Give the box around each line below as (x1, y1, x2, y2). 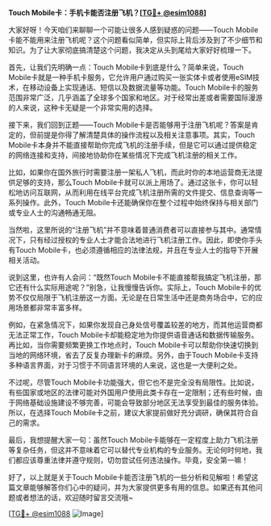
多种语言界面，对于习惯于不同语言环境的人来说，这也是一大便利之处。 (8, 360, 242, 370)
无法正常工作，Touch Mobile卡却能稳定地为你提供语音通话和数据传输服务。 (8, 330, 259, 339)
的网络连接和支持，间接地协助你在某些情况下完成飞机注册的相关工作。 (8, 150, 242, 160)
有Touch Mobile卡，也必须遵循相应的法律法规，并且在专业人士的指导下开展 (8, 246, 259, 255)
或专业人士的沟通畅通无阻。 (8, 208, 101, 217)
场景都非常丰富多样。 (15, 303, 86, 312)
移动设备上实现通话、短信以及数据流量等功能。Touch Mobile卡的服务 (29, 82, 259, 92)
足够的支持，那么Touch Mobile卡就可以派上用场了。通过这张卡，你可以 (15, 178, 252, 187)
